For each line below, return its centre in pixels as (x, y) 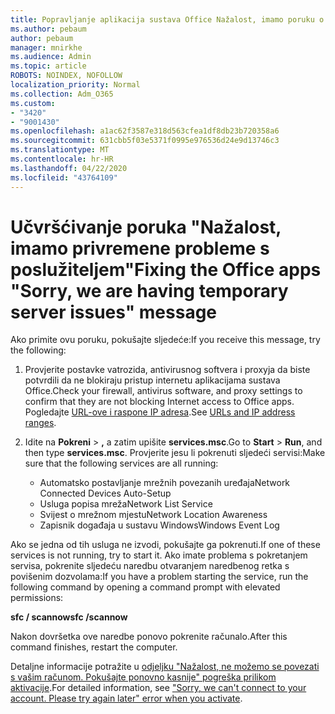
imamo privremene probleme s (140, 248)
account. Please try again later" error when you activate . (126, 698)
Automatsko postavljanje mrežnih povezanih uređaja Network (165, 483)
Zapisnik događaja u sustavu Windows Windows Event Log (159, 525)
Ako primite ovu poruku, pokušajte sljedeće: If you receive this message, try (165, 340)
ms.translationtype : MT (60, 150)
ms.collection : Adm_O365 (62, 94)
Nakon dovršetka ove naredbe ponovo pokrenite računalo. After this (149, 637)
